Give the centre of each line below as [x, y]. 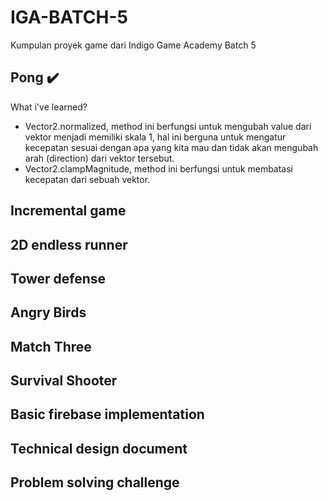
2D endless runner [69, 244]
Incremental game [68, 211]
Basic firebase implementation [107, 414]
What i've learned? [49, 107]
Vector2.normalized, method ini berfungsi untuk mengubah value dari [168, 126]
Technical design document [99, 448]
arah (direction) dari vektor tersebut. [99, 158]
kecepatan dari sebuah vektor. [87, 179]
